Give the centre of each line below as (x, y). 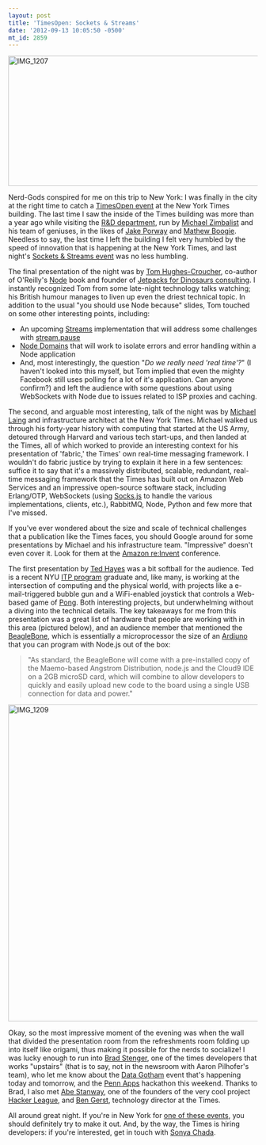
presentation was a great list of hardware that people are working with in (127, 620)
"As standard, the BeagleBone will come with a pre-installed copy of (139, 660)
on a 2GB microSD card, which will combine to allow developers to (136, 677)
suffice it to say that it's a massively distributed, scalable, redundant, (120, 471)
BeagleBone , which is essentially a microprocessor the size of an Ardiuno (128, 636)
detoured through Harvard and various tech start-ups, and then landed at (127, 437)
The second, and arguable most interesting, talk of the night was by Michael (132, 412)
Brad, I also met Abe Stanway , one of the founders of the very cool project (129, 1092)
